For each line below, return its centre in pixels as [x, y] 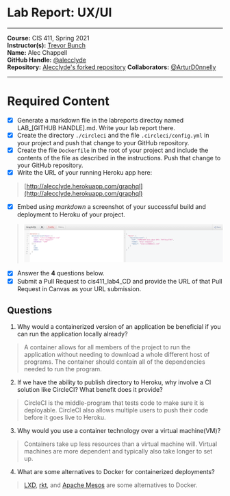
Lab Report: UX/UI [60, 13]
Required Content [58, 101]
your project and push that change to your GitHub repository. [103, 143]
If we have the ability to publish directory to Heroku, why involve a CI [114, 382]
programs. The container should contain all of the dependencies [114, 362]
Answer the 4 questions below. [61, 273]
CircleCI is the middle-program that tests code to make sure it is [114, 403]
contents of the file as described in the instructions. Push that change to [119, 158]
